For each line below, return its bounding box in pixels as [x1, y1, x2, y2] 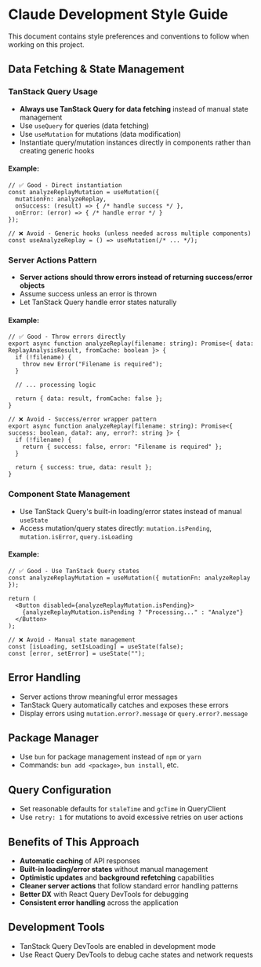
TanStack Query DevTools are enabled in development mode [19, 941, 216, 950]
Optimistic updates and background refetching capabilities [19, 873, 215, 882]
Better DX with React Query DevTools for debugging [19, 890, 190, 899]
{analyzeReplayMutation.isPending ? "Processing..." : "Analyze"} [22, 608, 244, 616]
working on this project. [8, 39, 85, 49]
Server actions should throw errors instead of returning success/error [19, 273, 253, 282]
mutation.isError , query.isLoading [19, 531, 133, 541]
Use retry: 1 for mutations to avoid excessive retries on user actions [19, 812, 244, 822]
